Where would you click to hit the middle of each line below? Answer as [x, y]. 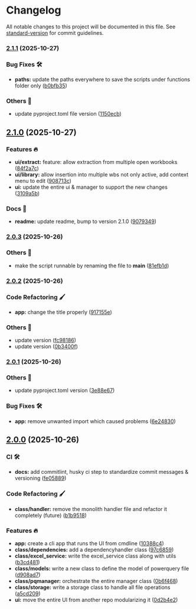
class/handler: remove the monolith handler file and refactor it [91, 509]
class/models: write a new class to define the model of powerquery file [102, 568]
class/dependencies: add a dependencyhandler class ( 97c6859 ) [94, 549]
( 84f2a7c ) [27, 168]
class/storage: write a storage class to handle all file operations [92, 587]
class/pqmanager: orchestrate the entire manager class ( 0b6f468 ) [96, 581]
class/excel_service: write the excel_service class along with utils [95, 556]
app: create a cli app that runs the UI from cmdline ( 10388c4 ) [89, 543]
